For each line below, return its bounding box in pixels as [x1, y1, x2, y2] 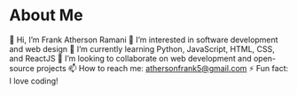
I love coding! [9, 76, 59, 86]
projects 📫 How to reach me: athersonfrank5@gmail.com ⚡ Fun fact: [36, 62, 289, 73]
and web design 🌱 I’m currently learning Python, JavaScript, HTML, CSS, [9, 43, 275, 54]
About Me [9, 5, 83, 26]
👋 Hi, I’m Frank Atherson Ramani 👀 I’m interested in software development [9, 34, 278, 45]
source [9, 62, 35, 73]
